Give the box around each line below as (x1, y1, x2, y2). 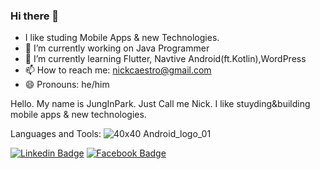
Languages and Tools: (10, 128, 102, 140)
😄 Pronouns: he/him (24, 79, 110, 91)
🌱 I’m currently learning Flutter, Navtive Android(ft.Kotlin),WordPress (24, 53, 307, 65)
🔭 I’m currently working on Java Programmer (24, 42, 210, 54)
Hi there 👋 (10, 9, 60, 23)
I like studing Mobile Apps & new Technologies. (24, 32, 220, 44)
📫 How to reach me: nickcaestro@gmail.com (24, 64, 212, 76)
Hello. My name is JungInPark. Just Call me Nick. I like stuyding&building (10, 98, 311, 110)
